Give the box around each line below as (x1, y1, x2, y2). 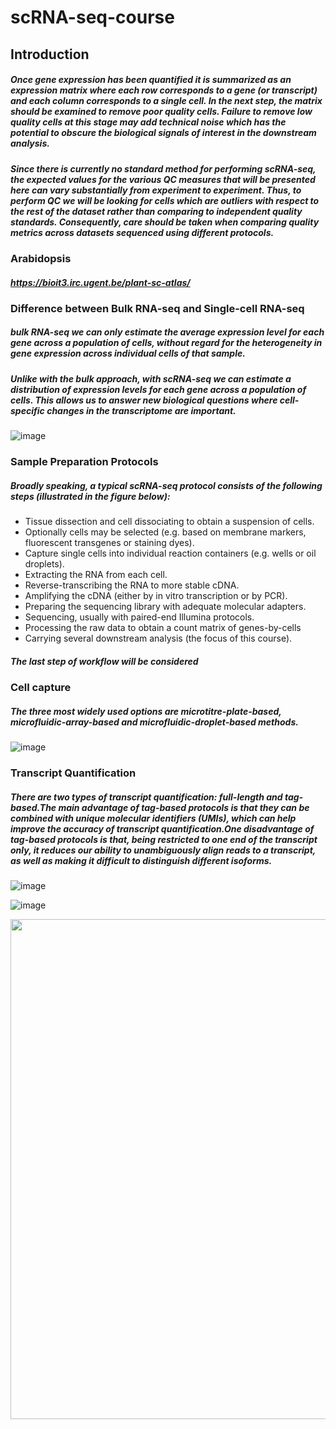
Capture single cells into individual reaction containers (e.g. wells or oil (24, 547, 317, 560)
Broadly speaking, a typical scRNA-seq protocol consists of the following (10, 479, 323, 491)
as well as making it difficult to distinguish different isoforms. (10, 854, 273, 866)
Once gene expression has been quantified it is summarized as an (10, 74, 292, 86)
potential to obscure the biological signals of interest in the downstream (10, 127, 317, 139)
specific (10, 404, 45, 416)
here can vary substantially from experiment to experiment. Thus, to (10, 184, 302, 196)
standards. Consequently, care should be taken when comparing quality (10, 216, 320, 228)
